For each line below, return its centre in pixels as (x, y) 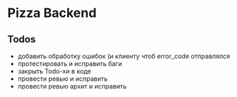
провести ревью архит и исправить (72, 86)
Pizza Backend (52, 13)
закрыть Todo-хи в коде (54, 71)
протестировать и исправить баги (70, 64)
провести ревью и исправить (63, 79)
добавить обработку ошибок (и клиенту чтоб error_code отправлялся (124, 56)
